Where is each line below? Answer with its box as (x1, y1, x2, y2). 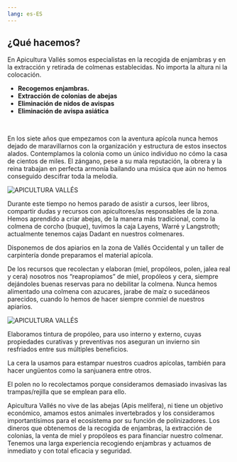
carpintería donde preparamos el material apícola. (7, 251, 154, 260)
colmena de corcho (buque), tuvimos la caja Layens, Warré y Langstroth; (7, 222, 220, 231)
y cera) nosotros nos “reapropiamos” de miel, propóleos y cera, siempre (7, 273, 219, 281)
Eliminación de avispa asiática (17, 107, 109, 116)
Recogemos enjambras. (17, 84, 90, 93)
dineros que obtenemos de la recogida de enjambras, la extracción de (7, 424, 212, 433)
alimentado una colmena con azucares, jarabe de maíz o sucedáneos (7, 287, 211, 296)
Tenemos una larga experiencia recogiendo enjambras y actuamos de (7, 439, 211, 448)
